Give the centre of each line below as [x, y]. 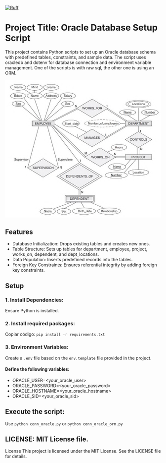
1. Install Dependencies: [34, 300]
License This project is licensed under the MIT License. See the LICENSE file [83, 451]
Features [19, 232]
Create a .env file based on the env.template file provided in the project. [78, 358]
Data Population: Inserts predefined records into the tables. [73, 260]
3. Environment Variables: [37, 347]
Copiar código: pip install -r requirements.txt [55, 334]
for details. [16, 457]
